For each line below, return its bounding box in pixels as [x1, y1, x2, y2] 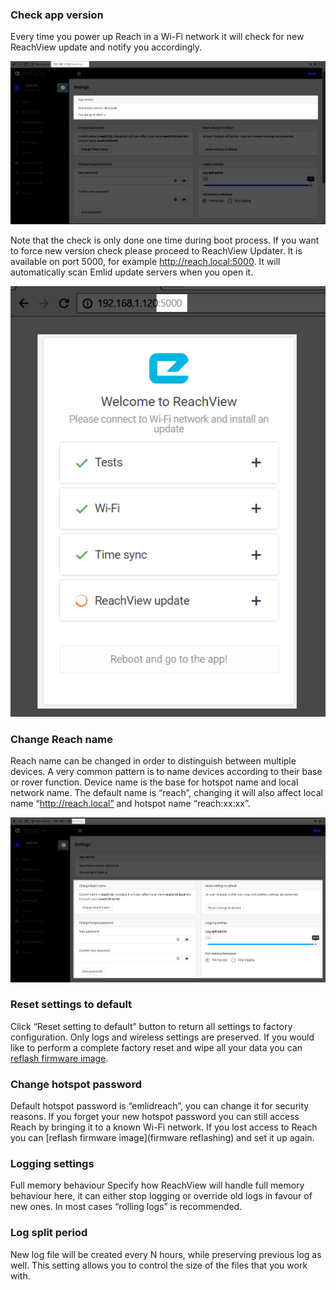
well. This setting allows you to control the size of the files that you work [10, 1259, 308, 1271]
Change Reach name [10, 732, 113, 746]
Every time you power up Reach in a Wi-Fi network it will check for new [10, 31, 305, 43]
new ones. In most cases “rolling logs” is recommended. [10, 1201, 243, 1213]
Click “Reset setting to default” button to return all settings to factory [10, 1020, 293, 1032]
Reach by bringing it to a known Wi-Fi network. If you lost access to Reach [10, 1121, 318, 1133]
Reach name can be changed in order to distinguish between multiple [10, 754, 297, 767]
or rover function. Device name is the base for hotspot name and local [10, 776, 299, 788]
